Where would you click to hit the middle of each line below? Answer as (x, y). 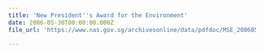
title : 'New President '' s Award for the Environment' (98, 15)
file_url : (24, 30)
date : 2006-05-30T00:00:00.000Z (61, 23)
